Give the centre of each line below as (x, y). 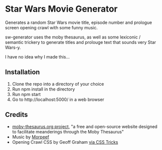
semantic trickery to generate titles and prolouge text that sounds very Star (81, 42)
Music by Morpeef (31, 137)
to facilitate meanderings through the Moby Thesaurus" (68, 131)
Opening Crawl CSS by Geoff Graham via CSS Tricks (65, 142)
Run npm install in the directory (43, 89)
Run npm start (26, 94)
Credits (17, 115)
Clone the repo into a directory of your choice (58, 84)
